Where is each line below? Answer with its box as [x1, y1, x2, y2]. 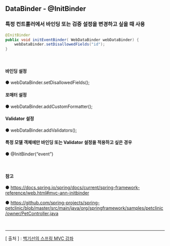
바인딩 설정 [5, 68, 27, 74]
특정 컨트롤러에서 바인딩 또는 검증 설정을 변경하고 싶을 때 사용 [5, 21, 145, 28]
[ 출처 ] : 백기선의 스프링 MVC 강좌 [5, 235, 74, 241]
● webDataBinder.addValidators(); [5, 127, 77, 133]
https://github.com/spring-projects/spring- [10, 200, 100, 206]
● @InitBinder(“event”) [5, 151, 54, 157]
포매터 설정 [5, 92, 27, 98]
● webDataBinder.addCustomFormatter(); [5, 103, 93, 109]
